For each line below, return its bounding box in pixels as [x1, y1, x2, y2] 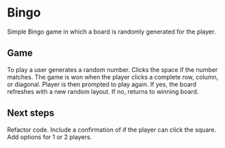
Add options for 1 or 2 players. [7, 132, 92, 141]
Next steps [7, 108, 55, 119]
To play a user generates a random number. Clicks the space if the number [7, 65, 218, 73]
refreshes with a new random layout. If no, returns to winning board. [7, 87, 199, 95]
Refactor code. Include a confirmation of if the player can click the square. [7, 125, 217, 134]
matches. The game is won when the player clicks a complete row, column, [7, 73, 219, 81]
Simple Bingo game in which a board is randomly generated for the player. [7, 27, 216, 36]
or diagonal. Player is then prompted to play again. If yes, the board [7, 80, 197, 88]
